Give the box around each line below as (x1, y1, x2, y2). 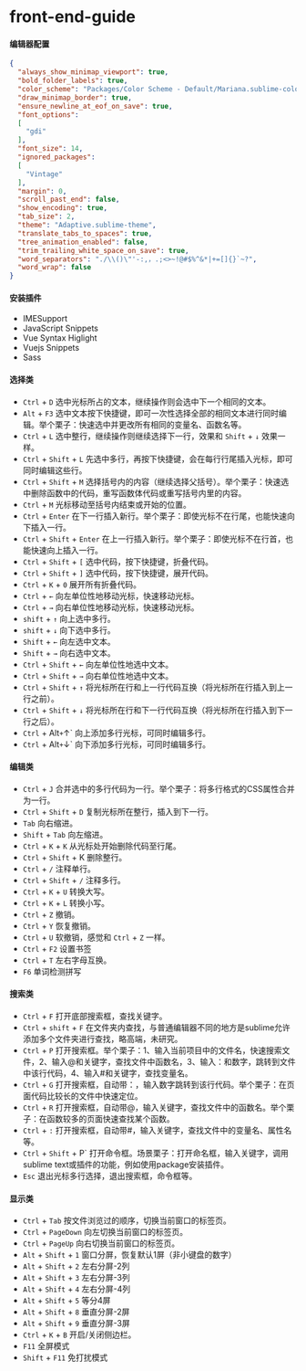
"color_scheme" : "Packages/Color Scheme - (17, 85, 181, 94)
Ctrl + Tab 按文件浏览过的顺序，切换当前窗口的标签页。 (22, 1215, 231, 1226)
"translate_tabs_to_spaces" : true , (17, 228, 153, 238)
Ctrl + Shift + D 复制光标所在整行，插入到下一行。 (22, 806, 214, 817)
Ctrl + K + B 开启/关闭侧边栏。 (22, 1329, 137, 1340)
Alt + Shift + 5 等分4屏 (22, 1295, 111, 1306)
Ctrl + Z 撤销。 (22, 909, 80, 920)
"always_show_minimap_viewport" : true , (17, 68, 169, 77)
